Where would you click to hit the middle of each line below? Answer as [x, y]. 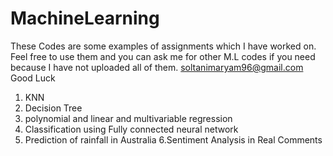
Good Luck [33, 78]
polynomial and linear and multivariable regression [128, 118]
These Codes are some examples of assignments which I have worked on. [163, 46]
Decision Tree [53, 108]
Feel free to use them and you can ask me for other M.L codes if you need [163, 56]
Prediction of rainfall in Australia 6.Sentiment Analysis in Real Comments [173, 139]
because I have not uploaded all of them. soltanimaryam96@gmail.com [157, 67]
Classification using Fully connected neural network [131, 129]
